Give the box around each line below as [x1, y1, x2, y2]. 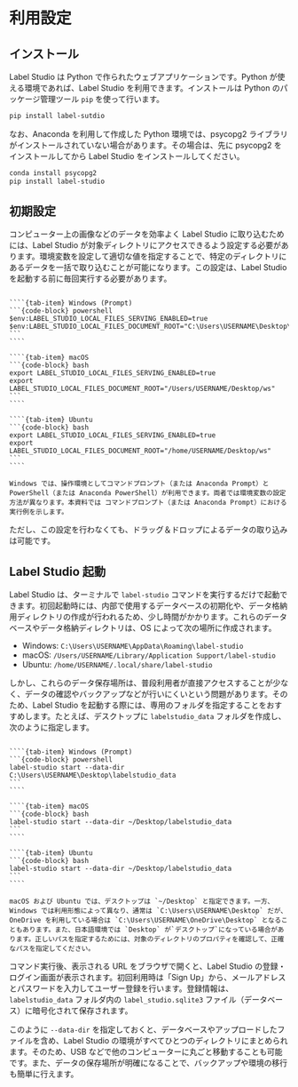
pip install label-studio [9, 177, 105, 186]
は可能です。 [9, 535, 56, 547]
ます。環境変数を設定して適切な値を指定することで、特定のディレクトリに [16, 251, 287, 262]
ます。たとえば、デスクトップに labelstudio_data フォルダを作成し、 [32, 711, 286, 722]
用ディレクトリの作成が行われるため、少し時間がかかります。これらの [9, 611, 264, 622]
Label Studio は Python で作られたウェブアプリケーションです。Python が [9, 72, 278, 82]
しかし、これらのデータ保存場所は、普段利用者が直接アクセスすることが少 [9, 677, 281, 689]
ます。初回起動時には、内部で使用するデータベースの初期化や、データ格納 [16, 601, 288, 611]
